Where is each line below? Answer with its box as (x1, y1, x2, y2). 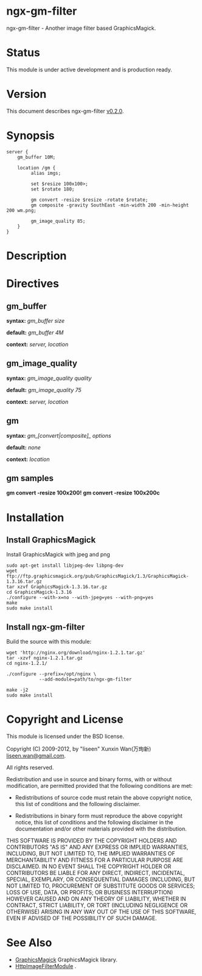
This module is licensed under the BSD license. (6, 732, 125, 740)
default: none (6, 443, 41, 451)
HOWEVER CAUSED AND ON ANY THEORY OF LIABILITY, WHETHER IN (6, 895, 187, 902)
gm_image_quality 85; (30, 218, 86, 224)
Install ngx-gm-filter (6, 622, 85, 632)
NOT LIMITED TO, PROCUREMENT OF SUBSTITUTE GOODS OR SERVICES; (6, 882, 195, 890)
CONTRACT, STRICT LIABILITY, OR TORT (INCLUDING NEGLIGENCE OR (6, 902, 188, 909)
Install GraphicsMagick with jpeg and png (6, 551, 111, 558)
